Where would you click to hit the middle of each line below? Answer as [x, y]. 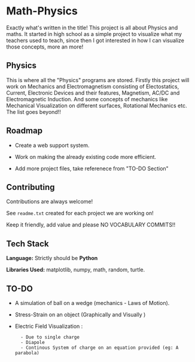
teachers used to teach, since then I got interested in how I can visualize [95, 40]
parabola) [27, 353]
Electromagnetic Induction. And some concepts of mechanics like [87, 99]
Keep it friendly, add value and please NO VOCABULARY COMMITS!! [91, 225]
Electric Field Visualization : [49, 326]
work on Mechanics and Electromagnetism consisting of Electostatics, [93, 86]
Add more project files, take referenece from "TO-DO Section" [92, 168]
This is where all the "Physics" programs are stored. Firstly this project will [98, 80]
